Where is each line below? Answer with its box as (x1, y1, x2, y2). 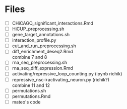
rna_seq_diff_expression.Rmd (12, 65, 74, 71)
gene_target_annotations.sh (12, 32, 70, 38)
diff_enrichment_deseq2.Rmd (12, 49, 74, 55)
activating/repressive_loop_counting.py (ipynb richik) (12, 71, 122, 77)
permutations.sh (12, 87, 46, 93)
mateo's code (12, 99, 41, 105)
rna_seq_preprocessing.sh (12, 59, 68, 66)
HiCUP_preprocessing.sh (12, 26, 65, 32)
